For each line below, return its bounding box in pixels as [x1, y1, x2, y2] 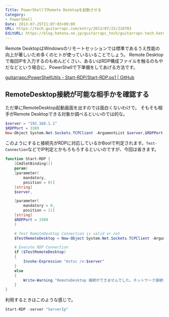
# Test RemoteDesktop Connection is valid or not [14, 231, 121, 236]
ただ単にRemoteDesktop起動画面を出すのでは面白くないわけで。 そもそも [5, 104, 158, 111]
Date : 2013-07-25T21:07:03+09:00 [5, 21, 75, 27]
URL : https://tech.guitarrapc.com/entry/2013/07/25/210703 [5, 26, 132, 31]
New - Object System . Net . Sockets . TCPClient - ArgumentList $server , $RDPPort [5, 130, 163, 135]
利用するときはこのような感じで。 [5, 297, 76, 303]
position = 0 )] [23, 180, 55, 185]
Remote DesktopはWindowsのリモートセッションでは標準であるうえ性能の [5, 45, 160, 51]
